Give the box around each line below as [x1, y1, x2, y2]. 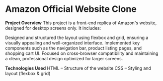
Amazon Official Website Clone [5, 3, 137, 15]
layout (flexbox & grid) [5, 70, 51, 76]
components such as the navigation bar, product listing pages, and [5, 45, 142, 51]
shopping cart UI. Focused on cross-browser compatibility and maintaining [5, 50, 159, 56]
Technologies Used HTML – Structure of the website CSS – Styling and [5, 65, 152, 71]
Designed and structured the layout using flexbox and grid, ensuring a [5, 35, 149, 40]
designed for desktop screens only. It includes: [5, 25, 101, 31]
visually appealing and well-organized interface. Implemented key [5, 40, 140, 45]
